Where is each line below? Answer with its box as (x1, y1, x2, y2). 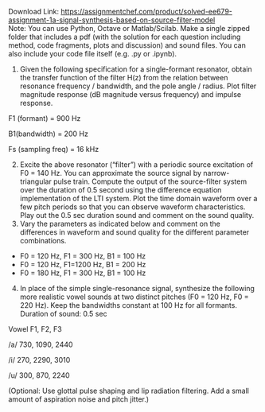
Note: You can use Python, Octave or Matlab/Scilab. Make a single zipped (8, 24, 251, 33)
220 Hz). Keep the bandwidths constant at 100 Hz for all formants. (19, 301, 237, 309)
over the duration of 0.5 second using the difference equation (19, 185, 222, 194)
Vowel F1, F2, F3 (8, 325, 62, 333)
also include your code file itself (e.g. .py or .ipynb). (8, 49, 177, 58)
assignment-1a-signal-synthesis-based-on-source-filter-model (8, 15, 216, 25)
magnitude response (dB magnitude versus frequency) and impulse (19, 90, 241, 99)
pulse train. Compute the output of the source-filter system (53, 177, 247, 186)
